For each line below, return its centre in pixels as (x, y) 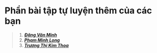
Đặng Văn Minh (41, 35)
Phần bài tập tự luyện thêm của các (78, 11)
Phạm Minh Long (42, 40)
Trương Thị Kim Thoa (46, 45)
